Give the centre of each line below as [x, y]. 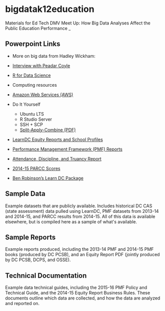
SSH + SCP [31, 124]
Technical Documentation [46, 275]
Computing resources [35, 85]
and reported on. [22, 304]
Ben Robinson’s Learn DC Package [48, 178]
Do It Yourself [26, 104]
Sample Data [25, 194]
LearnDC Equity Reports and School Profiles [58, 139]
